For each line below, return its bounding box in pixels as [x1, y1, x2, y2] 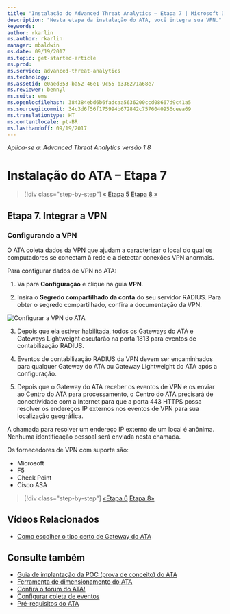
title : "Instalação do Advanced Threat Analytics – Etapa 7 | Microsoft [7, 10, 219, 17]
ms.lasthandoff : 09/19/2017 [7, 125, 88, 132]
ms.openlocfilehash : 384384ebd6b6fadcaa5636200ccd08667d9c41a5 [7, 99, 192, 106]
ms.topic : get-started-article [7, 55, 97, 62]
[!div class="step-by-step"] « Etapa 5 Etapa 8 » [23, 190, 158, 199]
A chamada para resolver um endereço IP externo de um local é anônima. [7, 426, 215, 433]
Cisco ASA [16, 481, 48, 489]
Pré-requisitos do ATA [16, 599, 79, 607]
